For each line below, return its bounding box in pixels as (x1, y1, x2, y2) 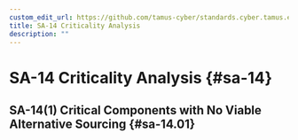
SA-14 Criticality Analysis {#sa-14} (9, 67, 273, 88)
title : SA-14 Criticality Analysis (9, 21, 141, 30)
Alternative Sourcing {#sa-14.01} (9, 116, 196, 131)
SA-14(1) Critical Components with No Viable (9, 103, 262, 118)
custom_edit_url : (9, 12, 74, 22)
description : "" (9, 29, 69, 38)
